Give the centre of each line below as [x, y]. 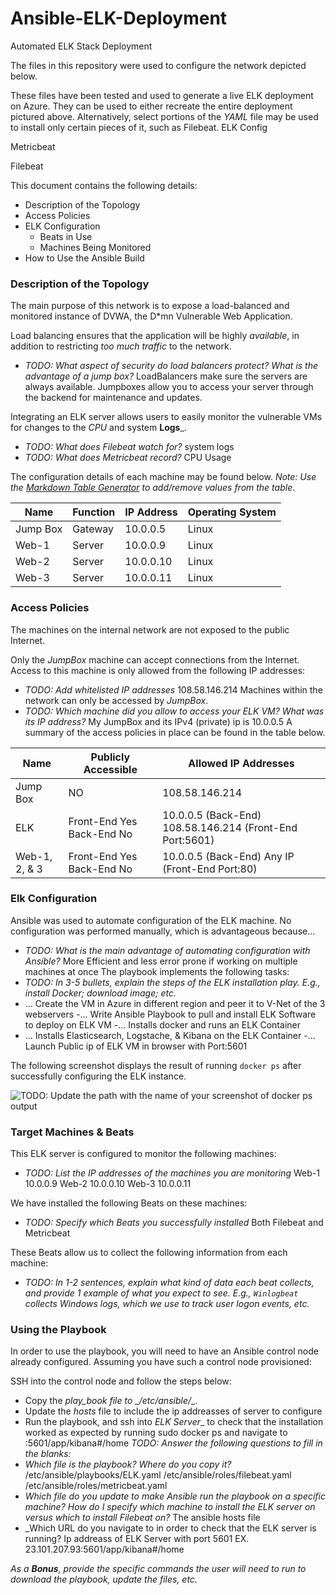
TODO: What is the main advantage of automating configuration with [167, 950]
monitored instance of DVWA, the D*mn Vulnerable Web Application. [151, 316]
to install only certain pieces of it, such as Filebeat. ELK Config [139, 127]
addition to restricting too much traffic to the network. [121, 346]
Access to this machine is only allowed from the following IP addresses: [158, 670]
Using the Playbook [58, 1330]
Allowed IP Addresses [241, 763]
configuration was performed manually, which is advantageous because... [163, 931]
